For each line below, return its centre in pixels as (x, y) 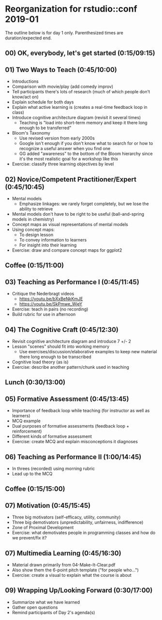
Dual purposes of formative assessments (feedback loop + (71, 426)
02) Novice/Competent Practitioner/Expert (71, 179)
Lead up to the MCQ (32, 474)
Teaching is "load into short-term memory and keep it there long (83, 123)
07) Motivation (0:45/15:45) (48, 506)
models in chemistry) (33, 219)
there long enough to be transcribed (55, 357)
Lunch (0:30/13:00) (35, 382)
